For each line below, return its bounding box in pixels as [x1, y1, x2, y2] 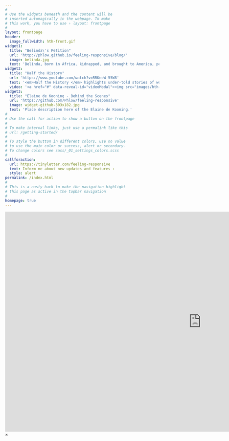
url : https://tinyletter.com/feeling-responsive [9, 162, 111, 167]
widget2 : [5, 66, 23, 71]
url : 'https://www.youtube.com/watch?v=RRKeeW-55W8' [9, 75, 119, 80]
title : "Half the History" [9, 71, 65, 76]
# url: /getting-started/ [5, 130, 58, 135]
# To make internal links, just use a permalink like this [5, 125, 128, 130]
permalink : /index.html [5, 176, 54, 180]
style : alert [9, 171, 36, 176]
